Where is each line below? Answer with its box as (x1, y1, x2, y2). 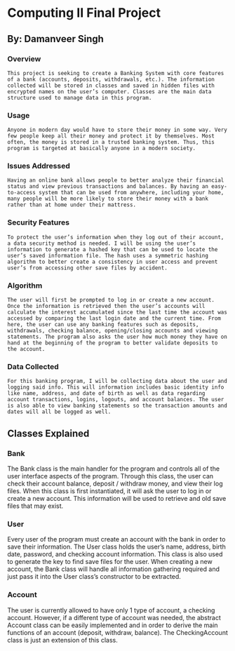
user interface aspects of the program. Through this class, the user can (7, 472, 214, 481)
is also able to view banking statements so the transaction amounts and (7, 402, 228, 410)
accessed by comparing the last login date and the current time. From (7, 315, 221, 322)
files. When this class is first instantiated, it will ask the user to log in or (7, 487, 212, 495)
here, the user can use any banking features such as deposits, (7, 321, 199, 328)
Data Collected (7, 361, 60, 371)
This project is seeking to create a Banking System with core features (7, 69, 224, 76)
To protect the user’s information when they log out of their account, (7, 234, 224, 241)
